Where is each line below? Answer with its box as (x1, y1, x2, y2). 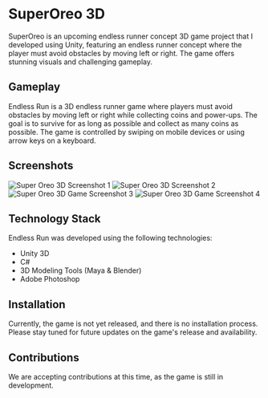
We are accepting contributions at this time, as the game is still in (8, 372, 224, 381)
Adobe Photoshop (19, 274, 80, 284)
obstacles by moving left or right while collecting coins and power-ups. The (8, 110, 258, 120)
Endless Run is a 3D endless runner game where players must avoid (8, 101, 233, 111)
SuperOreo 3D (8, 5, 106, 23)
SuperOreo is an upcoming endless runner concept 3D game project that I (8, 31, 254, 41)
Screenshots (8, 159, 74, 173)
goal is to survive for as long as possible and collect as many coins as (8, 118, 239, 128)
